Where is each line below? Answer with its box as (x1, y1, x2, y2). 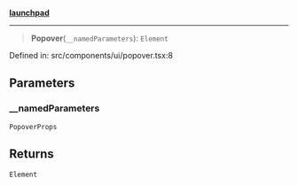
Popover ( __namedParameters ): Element (30, 33, 169, 43)
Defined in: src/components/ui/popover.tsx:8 (9, 50, 173, 60)
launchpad (9, 8, 51, 18)
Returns (9, 146, 55, 162)
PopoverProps (9, 122, 58, 131)
